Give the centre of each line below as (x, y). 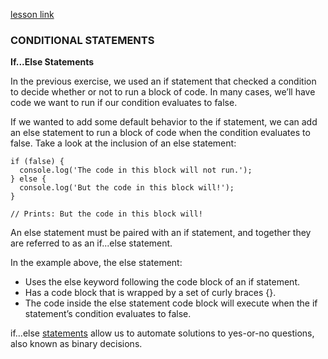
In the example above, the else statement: (96, 263)
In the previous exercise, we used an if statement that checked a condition (163, 81)
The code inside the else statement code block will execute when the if (171, 303)
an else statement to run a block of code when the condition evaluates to (160, 133)
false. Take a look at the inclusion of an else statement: (123, 143)
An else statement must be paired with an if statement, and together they (161, 233)
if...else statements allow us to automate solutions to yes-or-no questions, (162, 333)
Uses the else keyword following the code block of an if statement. (162, 282)
